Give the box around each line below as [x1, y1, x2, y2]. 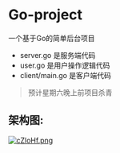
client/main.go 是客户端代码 [19, 70, 112, 80]
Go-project [8, 6, 82, 24]
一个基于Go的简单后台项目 [8, 33, 95, 43]
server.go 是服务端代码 [19, 50, 96, 60]
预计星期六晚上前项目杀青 [27, 87, 113, 97]
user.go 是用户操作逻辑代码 [19, 60, 110, 70]
